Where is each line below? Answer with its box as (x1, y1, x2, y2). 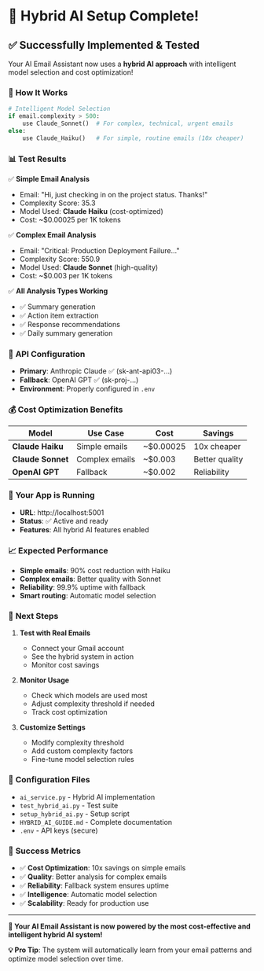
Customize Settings (19, 723, 86, 732)
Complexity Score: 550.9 (19, 254, 101, 263)
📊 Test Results (8, 153, 67, 164)
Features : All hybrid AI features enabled (19, 524, 149, 534)
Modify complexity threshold (31, 738, 124, 748)
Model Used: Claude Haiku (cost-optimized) (19, 206, 163, 215)
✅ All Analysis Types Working (8, 286, 108, 296)
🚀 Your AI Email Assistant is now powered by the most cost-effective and (8, 921, 251, 931)
